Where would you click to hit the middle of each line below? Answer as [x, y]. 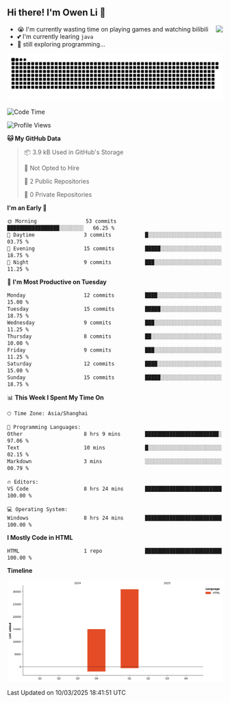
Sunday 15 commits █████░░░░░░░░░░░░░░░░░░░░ [115, 378]
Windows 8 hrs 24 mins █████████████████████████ [115, 518]
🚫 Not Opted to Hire [52, 168]
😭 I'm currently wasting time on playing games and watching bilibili [113, 29]
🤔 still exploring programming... [61, 44]
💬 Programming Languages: [44, 427]
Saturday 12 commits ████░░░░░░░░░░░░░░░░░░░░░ [115, 364]
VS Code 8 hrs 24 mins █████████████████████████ [115, 489]
